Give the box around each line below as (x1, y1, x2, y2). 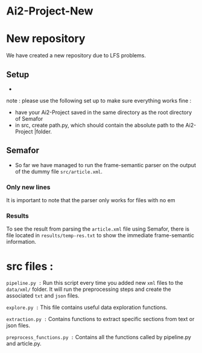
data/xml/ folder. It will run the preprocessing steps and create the (6, 285, 171, 293)
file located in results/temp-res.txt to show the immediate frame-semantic (6, 232, 195, 239)
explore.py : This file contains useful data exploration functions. (6, 304, 168, 311)
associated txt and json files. (6, 292, 80, 299)
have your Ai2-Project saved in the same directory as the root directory (14, 109, 192, 116)
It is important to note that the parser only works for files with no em (6, 197, 175, 204)
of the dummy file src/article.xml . (14, 168, 103, 175)
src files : (6, 259, 54, 273)
